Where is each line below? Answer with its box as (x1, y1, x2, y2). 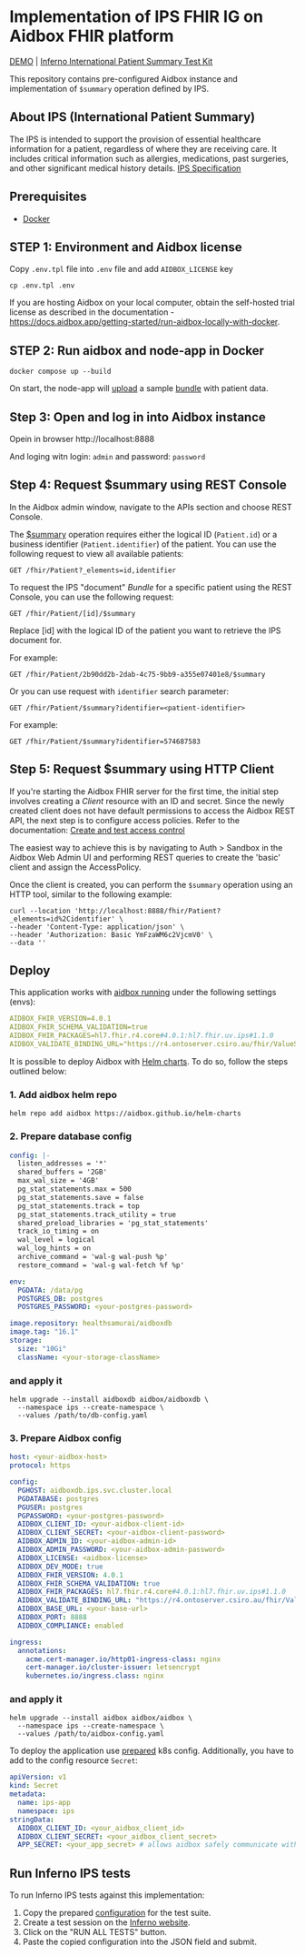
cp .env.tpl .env (9, 281, 75, 290)
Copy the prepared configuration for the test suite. (22, 1908, 212, 1919)
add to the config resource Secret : (9, 1755, 138, 1766)
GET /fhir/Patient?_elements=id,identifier (9, 566, 177, 575)
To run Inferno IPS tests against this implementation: (9, 1890, 205, 1901)
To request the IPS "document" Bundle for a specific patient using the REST (9, 581, 292, 592)
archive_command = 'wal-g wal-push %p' (17, 1253, 169, 1262)
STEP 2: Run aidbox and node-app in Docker (9, 343, 265, 358)
